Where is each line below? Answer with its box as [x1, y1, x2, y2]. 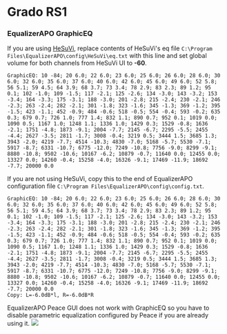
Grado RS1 [7, 4, 68, 20]
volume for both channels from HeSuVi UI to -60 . [7, 59, 147, 67]
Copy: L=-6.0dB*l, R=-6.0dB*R [7, 292, 95, 299]
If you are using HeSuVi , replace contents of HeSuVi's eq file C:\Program [7, 44, 213, 52]
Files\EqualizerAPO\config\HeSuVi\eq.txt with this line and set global [7, 52, 207, 60]
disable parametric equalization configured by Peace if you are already [7, 311, 209, 320]
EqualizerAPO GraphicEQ [7, 29, 93, 39]
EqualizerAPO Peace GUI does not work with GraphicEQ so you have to [7, 304, 210, 312]
